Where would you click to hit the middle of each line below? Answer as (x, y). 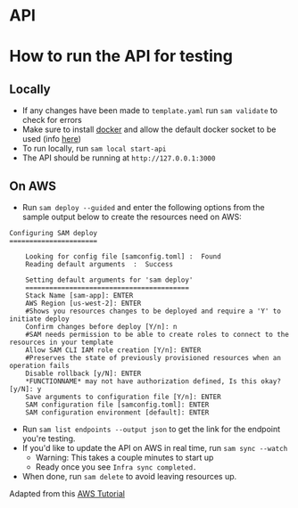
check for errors (52, 120)
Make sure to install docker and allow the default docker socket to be (149, 129)
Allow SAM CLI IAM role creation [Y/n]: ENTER (113, 350)
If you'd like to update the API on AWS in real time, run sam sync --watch (155, 448)
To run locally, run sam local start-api (94, 149)
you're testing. (49, 438)
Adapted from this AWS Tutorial (67, 494)
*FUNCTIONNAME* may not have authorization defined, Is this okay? (153, 381)
